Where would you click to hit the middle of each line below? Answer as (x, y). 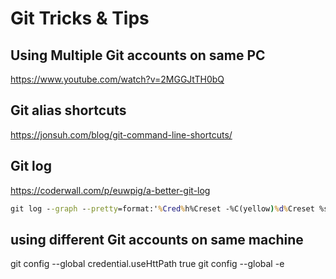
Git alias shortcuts (68, 110)
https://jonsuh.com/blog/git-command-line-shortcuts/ (121, 134)
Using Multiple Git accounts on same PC (138, 55)
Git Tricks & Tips (80, 18)
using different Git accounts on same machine (157, 239)
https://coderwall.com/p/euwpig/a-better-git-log (110, 190)
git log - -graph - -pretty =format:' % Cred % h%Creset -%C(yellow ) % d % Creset (162, 208)
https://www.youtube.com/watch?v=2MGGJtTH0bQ (117, 79)
